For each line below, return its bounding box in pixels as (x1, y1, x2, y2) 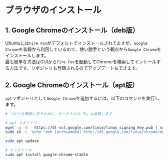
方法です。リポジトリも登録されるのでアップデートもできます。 (9, 65, 140, 71)
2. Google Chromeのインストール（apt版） (5, 81, 139, 90)
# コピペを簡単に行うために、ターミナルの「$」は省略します (5, 111, 112, 116)
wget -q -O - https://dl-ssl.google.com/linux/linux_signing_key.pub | (5, 125, 157, 130)
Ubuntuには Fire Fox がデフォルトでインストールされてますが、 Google (5, 40, 147, 46)
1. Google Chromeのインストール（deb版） (5, 26, 139, 34)
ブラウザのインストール (5, 4, 101, 16)
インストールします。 (5, 53, 49, 58)
